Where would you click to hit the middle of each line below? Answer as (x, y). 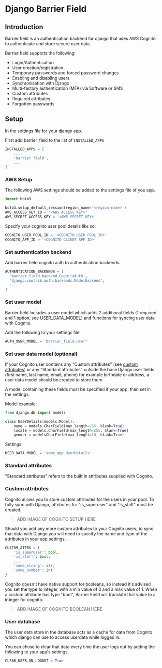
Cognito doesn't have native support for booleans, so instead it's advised (78, 584)
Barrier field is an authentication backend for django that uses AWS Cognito (81, 38)
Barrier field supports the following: (40, 53)
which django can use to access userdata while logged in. (63, 637)
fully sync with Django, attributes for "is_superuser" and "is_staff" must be (79, 504)
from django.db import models (36, 412)
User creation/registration (38, 68)
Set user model (23, 302)
